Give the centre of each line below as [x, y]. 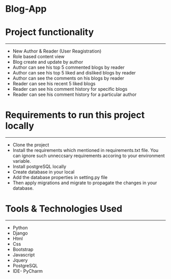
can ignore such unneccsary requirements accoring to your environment [89, 156]
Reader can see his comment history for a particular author [75, 94]
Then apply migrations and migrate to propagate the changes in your [85, 183]
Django [20, 233]
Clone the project [31, 145]
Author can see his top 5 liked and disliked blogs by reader [74, 73]
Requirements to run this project [75, 115]
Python [20, 228]
